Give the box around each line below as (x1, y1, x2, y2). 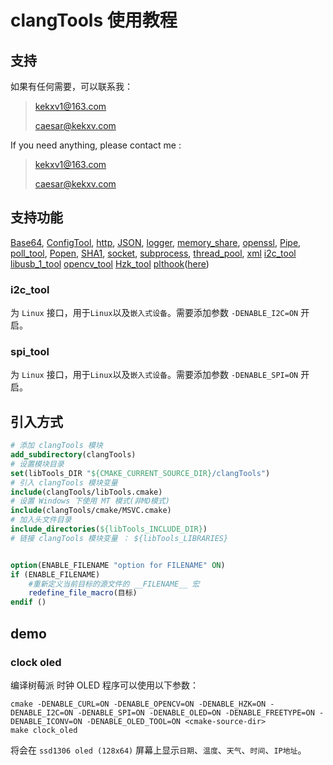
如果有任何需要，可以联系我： (10, 81, 133, 92)
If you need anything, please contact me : (10, 139, 182, 151)
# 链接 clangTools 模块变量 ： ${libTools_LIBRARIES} (10, 533, 229, 543)
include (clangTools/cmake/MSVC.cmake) (10, 506, 172, 516)
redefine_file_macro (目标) (28, 588, 138, 598)
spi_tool (10, 345, 50, 359)
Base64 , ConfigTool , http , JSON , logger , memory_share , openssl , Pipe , (10, 236, 302, 248)
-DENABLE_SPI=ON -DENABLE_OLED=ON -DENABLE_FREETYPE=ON (77, 707, 315, 718)
